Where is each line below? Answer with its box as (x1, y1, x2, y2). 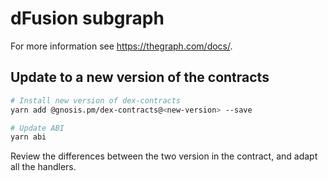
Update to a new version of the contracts (10, 69, 270, 86)
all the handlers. (10, 161, 77, 173)
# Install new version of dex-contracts (10, 95, 182, 106)
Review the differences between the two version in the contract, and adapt (10, 150, 318, 162)
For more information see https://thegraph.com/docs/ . (10, 40, 233, 52)
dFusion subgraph (10, 7, 165, 30)
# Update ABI (10, 123, 65, 133)
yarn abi (10, 132, 47, 142)
